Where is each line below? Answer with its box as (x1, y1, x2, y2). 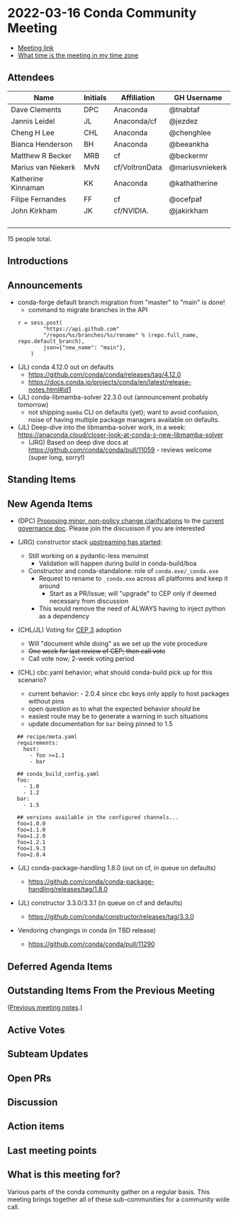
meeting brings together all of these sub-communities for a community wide (7, 1195, 230, 1204)
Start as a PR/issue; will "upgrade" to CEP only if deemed (49, 589, 217, 598)
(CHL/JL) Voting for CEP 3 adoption (17, 626, 122, 634)
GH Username (174, 92, 222, 102)
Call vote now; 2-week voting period (28, 655, 135, 663)
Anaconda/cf (113, 116, 157, 126)
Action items (7, 1121, 65, 1133)
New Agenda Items (7, 498, 93, 510)
